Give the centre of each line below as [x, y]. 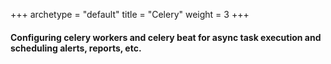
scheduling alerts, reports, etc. [76, 48]
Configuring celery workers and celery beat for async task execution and [166, 37]
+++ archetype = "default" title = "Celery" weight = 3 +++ [130, 14]
